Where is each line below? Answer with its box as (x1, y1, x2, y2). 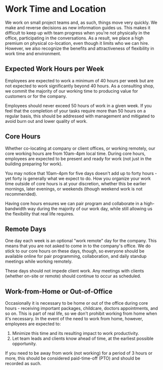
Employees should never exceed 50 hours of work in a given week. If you (5, 102, 152, 108)
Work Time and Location (5, 3, 106, 15)
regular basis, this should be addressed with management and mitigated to (5, 113, 155, 119)
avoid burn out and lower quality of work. (5, 118, 88, 124)
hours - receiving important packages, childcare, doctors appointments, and (5, 306, 158, 312)
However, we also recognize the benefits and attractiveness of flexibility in (5, 45, 154, 51)
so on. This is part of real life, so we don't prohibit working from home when (5, 311, 157, 316)
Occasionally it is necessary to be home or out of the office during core (5, 300, 148, 306)
